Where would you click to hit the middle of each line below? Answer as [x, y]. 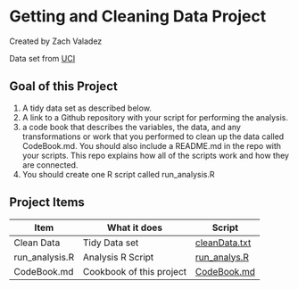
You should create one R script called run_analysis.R [118, 174]
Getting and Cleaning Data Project [138, 17]
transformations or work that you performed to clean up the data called [153, 136]
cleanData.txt [223, 243]
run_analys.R [222, 257]
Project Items [47, 202]
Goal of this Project [63, 87]
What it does [135, 227]
